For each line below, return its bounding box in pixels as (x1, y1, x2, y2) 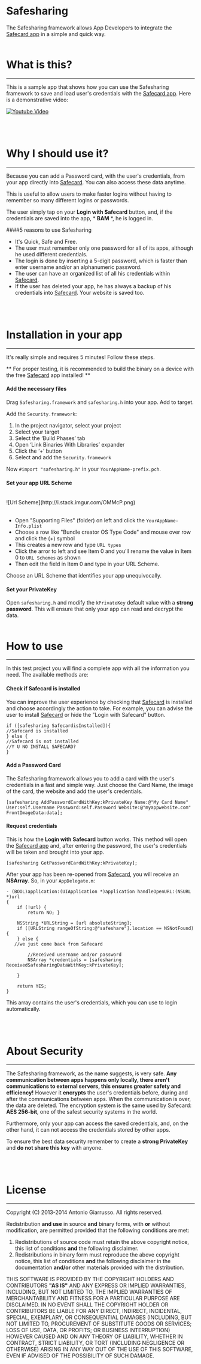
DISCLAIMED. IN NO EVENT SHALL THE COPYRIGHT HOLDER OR (6, 1301, 169, 1308)
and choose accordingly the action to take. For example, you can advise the (6, 704, 193, 712)
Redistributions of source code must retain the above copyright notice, (14, 1238, 190, 1245)
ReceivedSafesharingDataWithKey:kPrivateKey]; (6, 962, 124, 968)
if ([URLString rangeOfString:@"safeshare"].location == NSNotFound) (17, 925, 194, 931)
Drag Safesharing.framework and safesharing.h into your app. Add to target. (6, 398, 194, 406)
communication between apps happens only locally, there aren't (6, 1076, 170, 1083)
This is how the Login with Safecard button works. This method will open (6, 836, 187, 843)
